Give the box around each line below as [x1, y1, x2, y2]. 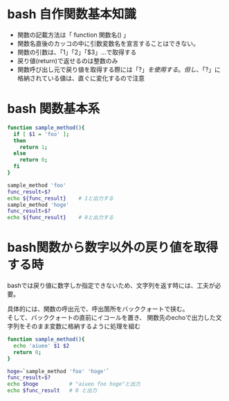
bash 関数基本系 [7, 101, 100, 117]
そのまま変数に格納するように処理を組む [25, 322, 140, 330]
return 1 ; [19, 144, 48, 151]
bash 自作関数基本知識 [7, 6, 136, 22]
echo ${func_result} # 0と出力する [7, 214, 114, 221]
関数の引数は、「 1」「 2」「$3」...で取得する [17, 48, 137, 56]
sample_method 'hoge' [7, 201, 70, 208]
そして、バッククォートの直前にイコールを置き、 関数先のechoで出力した [7, 314, 217, 322]
